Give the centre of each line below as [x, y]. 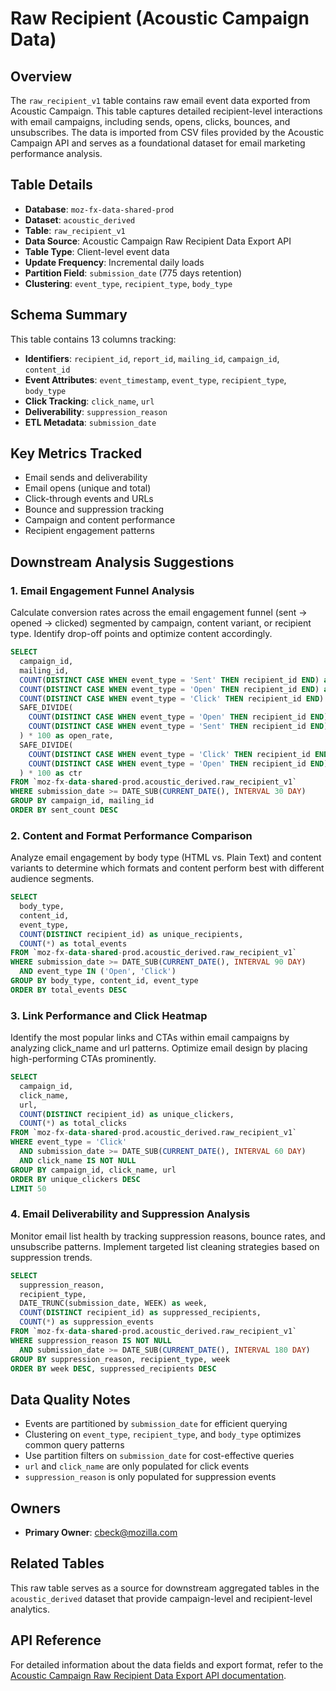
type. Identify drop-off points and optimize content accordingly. [141, 634]
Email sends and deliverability [86, 478]
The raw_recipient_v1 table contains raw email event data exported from [160, 100]
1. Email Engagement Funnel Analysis [102, 590]
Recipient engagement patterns [89, 531]
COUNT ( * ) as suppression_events [87, 1322]
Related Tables [57, 1563]
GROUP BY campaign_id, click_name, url [93, 1170]
